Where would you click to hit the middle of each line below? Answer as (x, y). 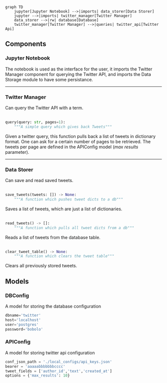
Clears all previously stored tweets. (41, 266)
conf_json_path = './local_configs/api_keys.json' (59, 362)
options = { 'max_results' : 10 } (38, 376)
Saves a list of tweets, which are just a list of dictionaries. (64, 209)
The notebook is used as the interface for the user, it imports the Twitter (79, 69)
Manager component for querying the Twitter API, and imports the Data (78, 74)
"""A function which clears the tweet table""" (64, 256)
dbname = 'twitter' (23, 315)
